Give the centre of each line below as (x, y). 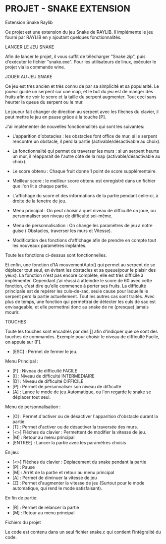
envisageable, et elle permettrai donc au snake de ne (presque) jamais (77, 307)
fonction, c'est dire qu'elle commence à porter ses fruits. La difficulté (76, 286)
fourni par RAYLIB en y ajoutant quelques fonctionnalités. (63, 37)
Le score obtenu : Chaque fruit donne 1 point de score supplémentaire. (84, 171)
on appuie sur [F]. (23, 342)
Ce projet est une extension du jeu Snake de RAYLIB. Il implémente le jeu (79, 32)
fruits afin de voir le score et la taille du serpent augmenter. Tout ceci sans (81, 97)
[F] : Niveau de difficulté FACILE (45, 370)
